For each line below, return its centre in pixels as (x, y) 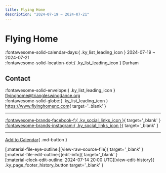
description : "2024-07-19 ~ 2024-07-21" (47, 14)
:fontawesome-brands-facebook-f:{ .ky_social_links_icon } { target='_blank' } (83, 120)
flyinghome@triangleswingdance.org (43, 96)
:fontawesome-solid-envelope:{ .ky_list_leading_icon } (60, 90)
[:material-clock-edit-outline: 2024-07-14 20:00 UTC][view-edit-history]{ (80, 160)
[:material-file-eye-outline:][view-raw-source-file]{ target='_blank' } (74, 149)
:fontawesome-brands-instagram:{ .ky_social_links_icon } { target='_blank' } (82, 126)
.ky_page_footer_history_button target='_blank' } (54, 165)
